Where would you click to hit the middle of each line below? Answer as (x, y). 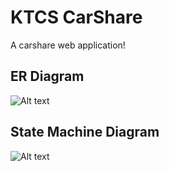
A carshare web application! (68, 45)
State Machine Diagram (85, 132)
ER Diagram (47, 76)
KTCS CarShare (76, 17)
